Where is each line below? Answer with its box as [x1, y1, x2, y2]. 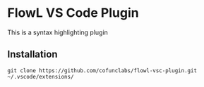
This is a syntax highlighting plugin [7, 28, 108, 36]
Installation [7, 48, 58, 60]
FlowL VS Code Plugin [7, 5, 139, 21]
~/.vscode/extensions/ [7, 73, 74, 80]
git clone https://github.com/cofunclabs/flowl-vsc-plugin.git [7, 67, 198, 74]
